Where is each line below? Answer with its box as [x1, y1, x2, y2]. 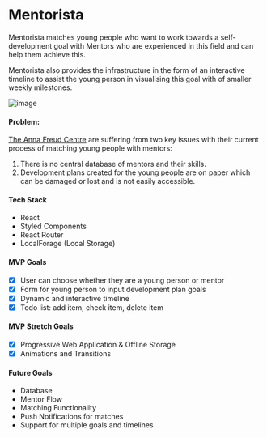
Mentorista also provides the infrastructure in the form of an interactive [8, 65, 245, 74]
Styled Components [19, 221, 87, 232]
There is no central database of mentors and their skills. [19, 159, 206, 169]
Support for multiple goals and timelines [19, 420, 154, 430]
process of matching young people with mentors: [8, 143, 172, 153]
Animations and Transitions [19, 349, 112, 359]
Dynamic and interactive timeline [19, 293, 129, 303]
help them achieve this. [8, 49, 87, 59]
